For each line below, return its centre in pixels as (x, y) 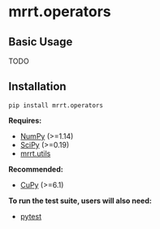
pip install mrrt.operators (56, 105)
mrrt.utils (35, 153)
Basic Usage (41, 42)
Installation (37, 86)
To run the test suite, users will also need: (80, 201)
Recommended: (36, 169)
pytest (31, 216)
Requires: (25, 120)
